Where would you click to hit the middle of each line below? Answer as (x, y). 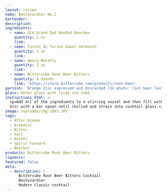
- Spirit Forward (28, 144)
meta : (11, 167)
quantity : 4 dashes (34, 79)
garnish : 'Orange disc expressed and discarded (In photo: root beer (79, 88)
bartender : (16, 19)
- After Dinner (25, 120)
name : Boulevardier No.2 (31, 14)
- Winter (19, 139)
